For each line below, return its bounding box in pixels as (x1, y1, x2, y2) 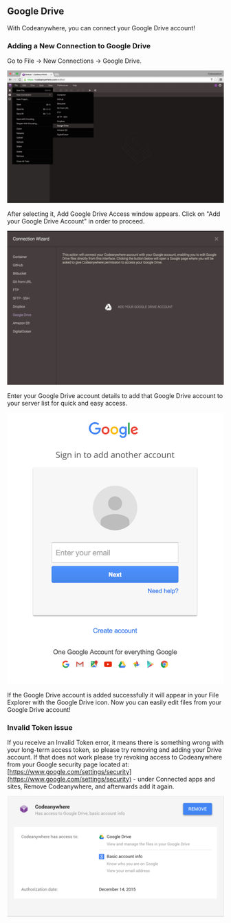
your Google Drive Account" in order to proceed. (7, 217, 145, 226)
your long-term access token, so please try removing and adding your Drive (7, 746, 222, 754)
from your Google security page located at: (7, 760, 129, 768)
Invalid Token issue (7, 722, 73, 732)
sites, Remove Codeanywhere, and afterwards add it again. (7, 782, 175, 791)
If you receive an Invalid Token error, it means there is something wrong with (7, 738, 224, 747)
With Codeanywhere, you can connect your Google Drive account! (7, 23, 196, 32)
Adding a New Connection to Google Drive (7, 41, 151, 50)
